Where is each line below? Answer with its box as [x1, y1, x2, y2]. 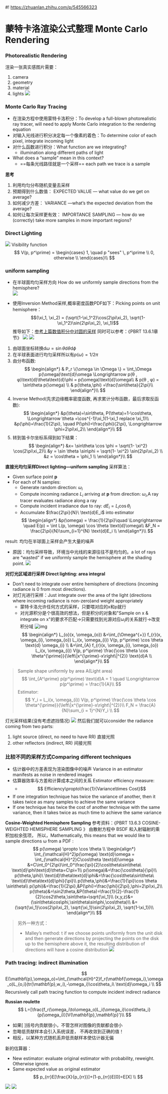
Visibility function [11, 242, 48, 248]
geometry [12, 80, 33, 86]
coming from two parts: [5, 723, 54, 729]
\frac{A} [138, 702, 156, 708]
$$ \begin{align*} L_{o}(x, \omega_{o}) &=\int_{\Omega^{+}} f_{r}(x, [22, 631, 162, 637]
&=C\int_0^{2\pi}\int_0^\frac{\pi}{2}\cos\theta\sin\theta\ [27, 861, 141, 867]
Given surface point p [12, 474, 58, 480]
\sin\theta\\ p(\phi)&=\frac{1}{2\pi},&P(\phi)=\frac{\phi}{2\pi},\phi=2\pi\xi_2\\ [6, 883, 163, 889]
